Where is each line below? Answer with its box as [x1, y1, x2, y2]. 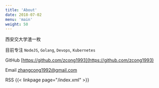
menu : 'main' [5, 17, 33, 22]
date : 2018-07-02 [5, 12, 42, 17]
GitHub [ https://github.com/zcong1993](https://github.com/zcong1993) [5, 57, 154, 64]
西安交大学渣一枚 [5, 36, 41, 42]
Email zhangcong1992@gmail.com [5, 67, 77, 73]
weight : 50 [5, 21, 28, 27]
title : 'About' [5, 7, 37, 13]
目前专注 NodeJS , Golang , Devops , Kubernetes [5, 47, 96, 53]
